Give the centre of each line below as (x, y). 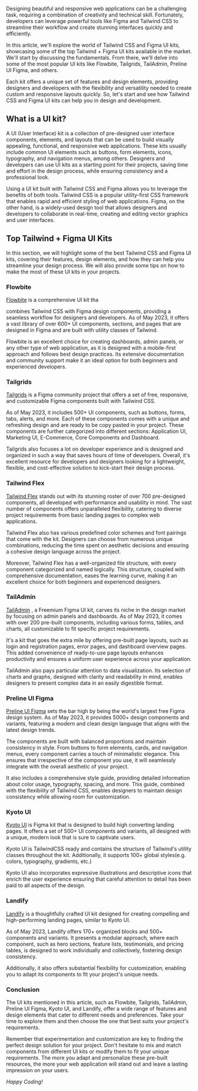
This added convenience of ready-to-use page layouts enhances (85, 653)
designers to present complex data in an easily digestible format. (85, 683)
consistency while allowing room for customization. (68, 797)
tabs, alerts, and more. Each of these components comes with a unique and (98, 419)
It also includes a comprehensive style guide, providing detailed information (98, 778)
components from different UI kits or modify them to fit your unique (88, 1051)
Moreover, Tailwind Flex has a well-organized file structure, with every (91, 563)
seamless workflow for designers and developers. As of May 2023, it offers (98, 317)
